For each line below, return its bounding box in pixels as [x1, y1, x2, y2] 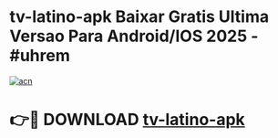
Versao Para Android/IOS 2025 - [9, 26, 259, 47]
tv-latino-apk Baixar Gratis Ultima [9, 6, 270, 27]
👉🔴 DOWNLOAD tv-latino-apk [9, 110, 246, 130]
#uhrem [9, 46, 70, 66]
